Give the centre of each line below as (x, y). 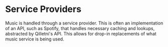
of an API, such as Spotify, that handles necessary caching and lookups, (80, 28)
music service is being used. (35, 39)
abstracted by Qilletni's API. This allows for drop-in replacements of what (81, 33)
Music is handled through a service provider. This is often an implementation (84, 23)
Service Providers (43, 9)
